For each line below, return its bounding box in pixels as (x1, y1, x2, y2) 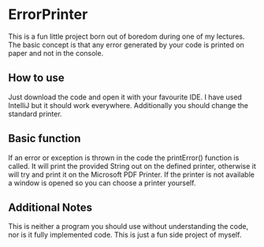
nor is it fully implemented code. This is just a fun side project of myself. (8, 230, 242, 240)
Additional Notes (8, 200, 93, 214)
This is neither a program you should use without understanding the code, (8, 222, 249, 231)
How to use (8, 71, 65, 84)
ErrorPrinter (8, 6, 88, 24)
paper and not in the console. (8, 48, 104, 58)
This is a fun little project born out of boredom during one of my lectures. (8, 32, 246, 41)
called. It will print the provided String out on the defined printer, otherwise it (8, 161, 256, 170)
